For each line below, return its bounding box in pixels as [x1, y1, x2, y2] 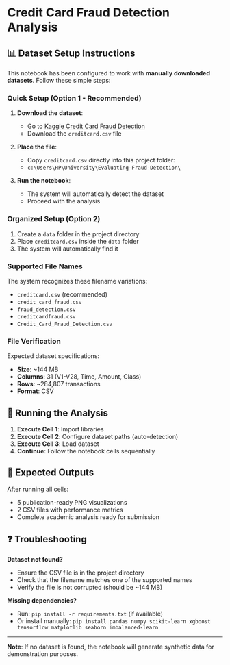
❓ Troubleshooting [7, 534, 87, 545]
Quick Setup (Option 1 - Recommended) [7, 93, 142, 103]
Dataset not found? [7, 555, 63, 563]
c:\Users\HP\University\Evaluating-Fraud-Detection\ [27, 164, 181, 172]
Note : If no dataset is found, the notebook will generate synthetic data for [7, 642, 214, 651]
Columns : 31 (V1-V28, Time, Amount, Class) [16, 373, 142, 381]
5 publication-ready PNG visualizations [16, 498, 128, 506]
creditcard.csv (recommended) [16, 290, 108, 299]
